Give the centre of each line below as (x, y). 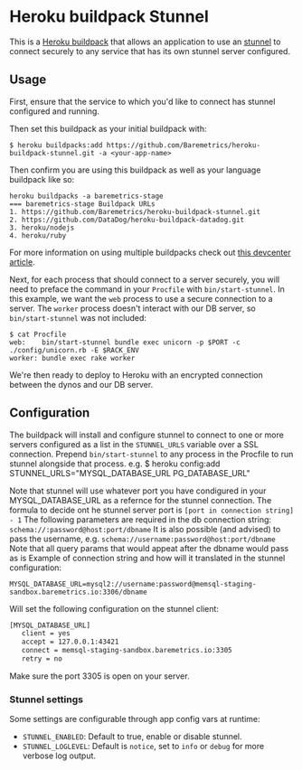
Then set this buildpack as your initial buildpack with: (108, 128)
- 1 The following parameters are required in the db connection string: (141, 519)
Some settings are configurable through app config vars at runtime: (135, 719)
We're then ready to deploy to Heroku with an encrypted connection (137, 375)
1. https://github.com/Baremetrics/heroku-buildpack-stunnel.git (135, 211)
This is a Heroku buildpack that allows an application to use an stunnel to (145, 42)
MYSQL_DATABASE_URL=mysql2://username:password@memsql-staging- (133, 584)
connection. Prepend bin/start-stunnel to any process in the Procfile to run (151, 454)
